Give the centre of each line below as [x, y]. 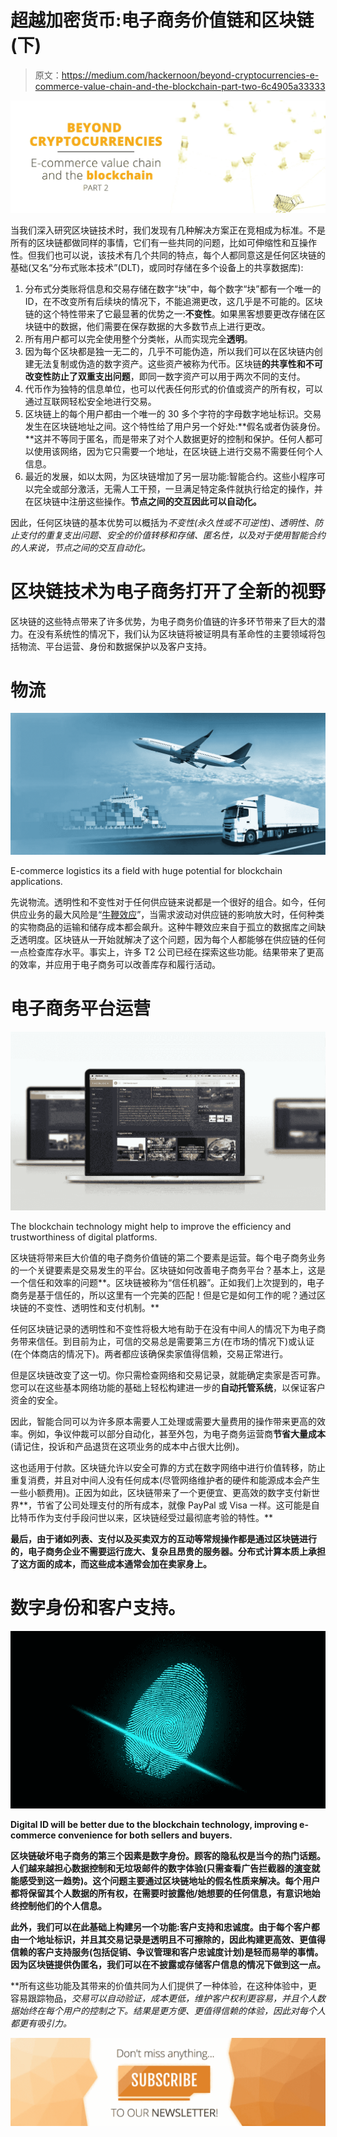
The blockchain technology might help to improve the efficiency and [151, 1227]
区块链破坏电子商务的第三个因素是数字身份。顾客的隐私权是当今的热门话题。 [168, 1855]
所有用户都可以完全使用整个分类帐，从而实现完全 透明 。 [138, 338]
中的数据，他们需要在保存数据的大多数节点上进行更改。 [156, 326]
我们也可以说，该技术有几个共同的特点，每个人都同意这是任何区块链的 [181, 255]
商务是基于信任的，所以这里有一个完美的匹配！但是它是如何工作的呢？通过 [163, 1295]
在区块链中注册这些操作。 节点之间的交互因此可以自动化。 [143, 501]
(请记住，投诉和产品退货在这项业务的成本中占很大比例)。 [127, 1447]
